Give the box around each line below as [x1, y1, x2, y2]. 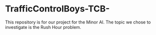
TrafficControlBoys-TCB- [5, 3, 110, 14]
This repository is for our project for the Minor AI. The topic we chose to [5, 19, 151, 25]
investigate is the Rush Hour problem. [5, 24, 81, 30]
